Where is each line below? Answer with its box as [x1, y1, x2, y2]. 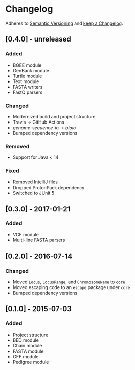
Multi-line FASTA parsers [12, 237, 65, 243]
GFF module [12, 353, 39, 359]
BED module [12, 337, 39, 343]
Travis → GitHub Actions [12, 119, 65, 125]
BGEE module [12, 62, 42, 68]
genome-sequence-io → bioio [12, 124, 76, 131]
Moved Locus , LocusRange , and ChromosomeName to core [12, 279, 125, 285]
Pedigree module [12, 359, 49, 365]
